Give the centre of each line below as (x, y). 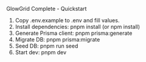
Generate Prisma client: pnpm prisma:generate (74, 33)
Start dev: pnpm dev (41, 52)
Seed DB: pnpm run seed (47, 46)
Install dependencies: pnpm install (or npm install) (78, 27)
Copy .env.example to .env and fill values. (67, 20)
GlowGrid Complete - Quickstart (47, 9)
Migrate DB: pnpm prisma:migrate (57, 39)
